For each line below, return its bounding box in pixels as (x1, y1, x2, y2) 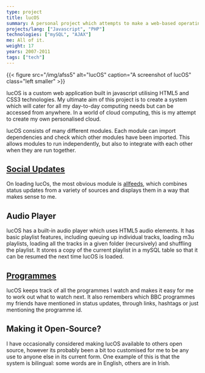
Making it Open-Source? (6, 324, 102, 334)
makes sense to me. (6, 193, 57, 201)
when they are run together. (6, 146, 76, 154)
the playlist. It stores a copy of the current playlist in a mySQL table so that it (6, 246, 198, 254)
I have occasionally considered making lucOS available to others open (6, 339, 183, 347)
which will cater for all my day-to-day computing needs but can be (6, 102, 174, 110)
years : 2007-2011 (6, 49, 51, 55)
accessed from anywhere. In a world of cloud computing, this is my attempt (6, 108, 196, 116)
